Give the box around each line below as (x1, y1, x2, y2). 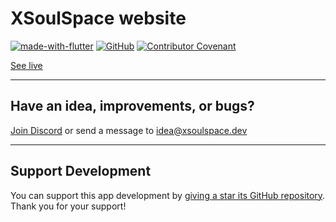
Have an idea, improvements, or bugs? (10, 98, 255, 115)
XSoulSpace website (10, 7, 187, 30)
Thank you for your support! (10, 200, 127, 212)
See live (10, 59, 43, 71)
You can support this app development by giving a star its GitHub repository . (10, 189, 326, 201)
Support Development (10, 163, 152, 180)
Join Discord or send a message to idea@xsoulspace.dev (10, 124, 248, 136)
